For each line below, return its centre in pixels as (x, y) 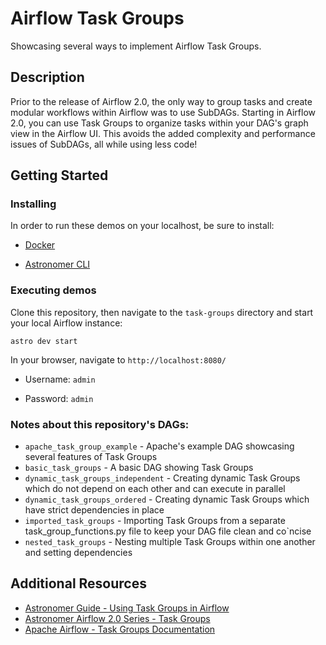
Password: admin (59, 398)
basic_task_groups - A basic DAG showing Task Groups (139, 468)
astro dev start (44, 341)
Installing (33, 204)
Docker (40, 245)
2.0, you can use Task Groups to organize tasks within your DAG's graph (159, 123)
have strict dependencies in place (94, 510)
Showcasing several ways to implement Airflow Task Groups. (136, 46)
